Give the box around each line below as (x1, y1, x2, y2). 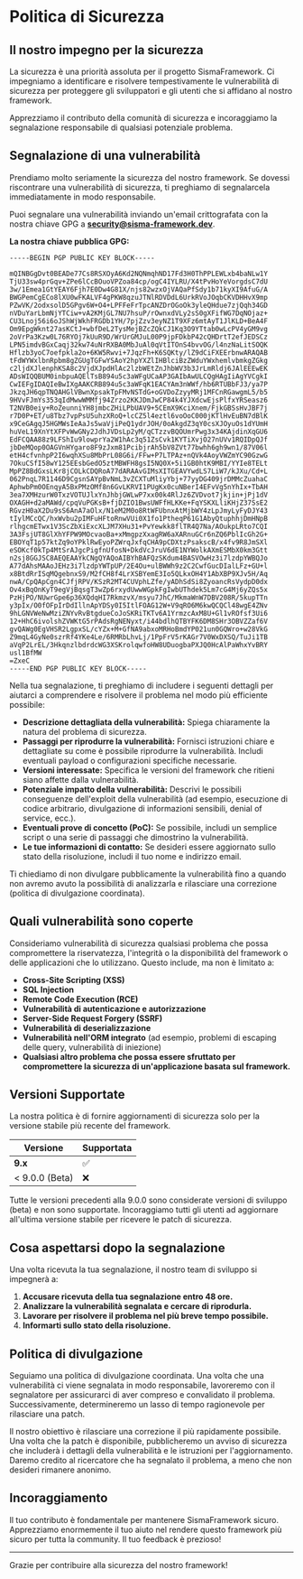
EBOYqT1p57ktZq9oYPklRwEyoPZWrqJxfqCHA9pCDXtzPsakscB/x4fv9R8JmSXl (9, 537, 269, 547)
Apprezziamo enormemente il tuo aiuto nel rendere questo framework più (9, 1524, 282, 1535)
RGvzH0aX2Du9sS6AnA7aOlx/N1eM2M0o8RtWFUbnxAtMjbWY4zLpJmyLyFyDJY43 (9, 506, 269, 515)
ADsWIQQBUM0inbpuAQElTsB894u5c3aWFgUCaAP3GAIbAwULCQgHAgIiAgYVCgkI (9, 372, 269, 381)
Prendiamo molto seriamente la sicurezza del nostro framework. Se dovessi (9, 172, 290, 182)
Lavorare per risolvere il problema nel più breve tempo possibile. (22, 1311, 269, 1322)
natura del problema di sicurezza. (22, 726, 147, 737)
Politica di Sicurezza (9, 6, 165, 27)
